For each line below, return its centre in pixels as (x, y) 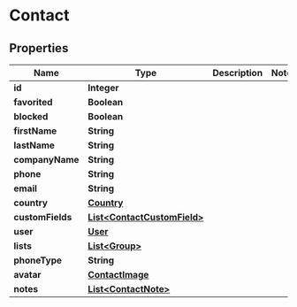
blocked (31, 116)
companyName (46, 160)
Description (237, 73)
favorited (33, 102)
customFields (43, 217)
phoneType (38, 260)
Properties (39, 48)
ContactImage (118, 275)
